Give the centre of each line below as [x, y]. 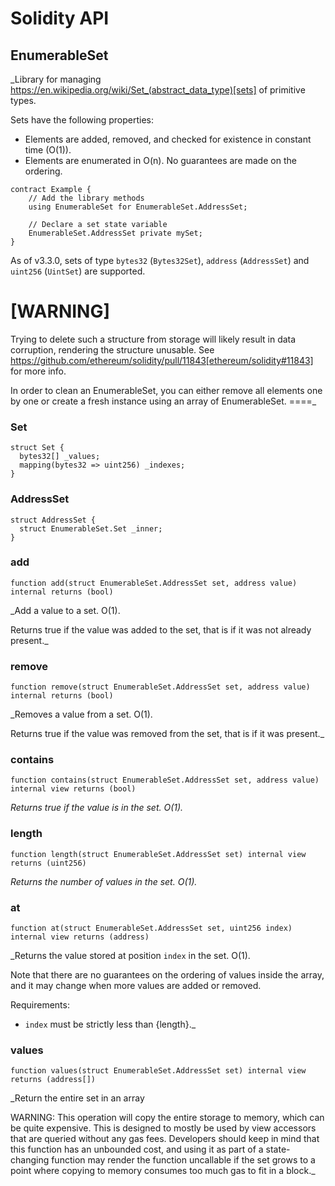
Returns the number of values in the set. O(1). [104, 881]
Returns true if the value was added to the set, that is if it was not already [161, 629]
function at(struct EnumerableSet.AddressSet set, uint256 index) [151, 928]
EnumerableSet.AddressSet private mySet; [115, 233]
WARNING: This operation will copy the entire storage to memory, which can [167, 1118]
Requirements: [40, 1005]
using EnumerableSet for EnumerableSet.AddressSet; [138, 207]
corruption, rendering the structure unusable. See [112, 349]
